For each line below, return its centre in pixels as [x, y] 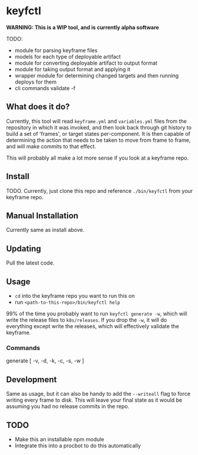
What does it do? [38, 107]
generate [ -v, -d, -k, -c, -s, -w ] [45, 361]
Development [32, 379]
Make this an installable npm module [59, 439]
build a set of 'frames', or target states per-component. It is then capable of [98, 133]
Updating [24, 248]
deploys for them [36, 82]
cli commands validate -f [45, 88]
